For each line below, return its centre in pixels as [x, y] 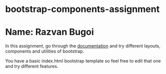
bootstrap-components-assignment [82, 9]
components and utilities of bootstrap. [45, 51]
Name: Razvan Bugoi [50, 32]
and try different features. [32, 66]
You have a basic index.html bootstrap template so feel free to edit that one [83, 61]
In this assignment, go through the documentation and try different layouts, [83, 46]
